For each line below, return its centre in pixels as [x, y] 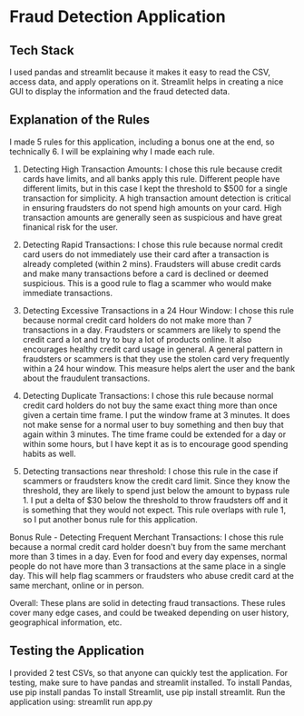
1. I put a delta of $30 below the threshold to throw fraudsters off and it [155, 500]
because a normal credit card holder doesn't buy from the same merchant [148, 546]
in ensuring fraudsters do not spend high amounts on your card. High [152, 207]
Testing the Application [77, 651]
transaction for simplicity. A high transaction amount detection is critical [157, 198]
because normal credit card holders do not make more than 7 [137, 320]
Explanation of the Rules [79, 120]
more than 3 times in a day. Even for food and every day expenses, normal [148, 556]
